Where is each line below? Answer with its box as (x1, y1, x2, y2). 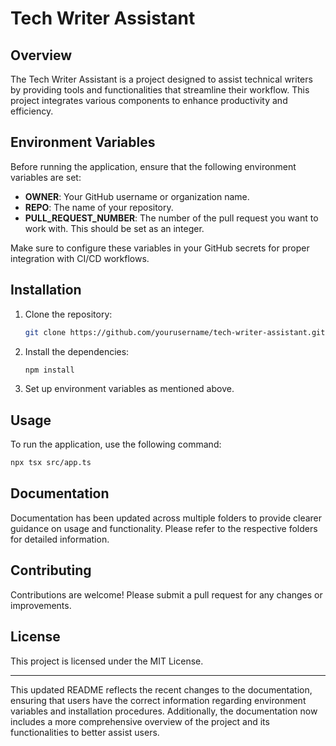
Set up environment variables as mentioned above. (24, 383, 235, 395)
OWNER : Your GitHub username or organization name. (24, 190, 250, 202)
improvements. (10, 599, 72, 611)
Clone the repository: (24, 308, 113, 320)
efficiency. (10, 105, 54, 117)
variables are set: (10, 171, 82, 183)
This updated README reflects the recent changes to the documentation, (10, 683, 313, 696)
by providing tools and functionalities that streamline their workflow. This (10, 84, 310, 96)
